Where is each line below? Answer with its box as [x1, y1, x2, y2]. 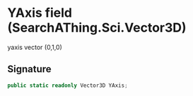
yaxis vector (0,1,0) [7, 43, 62, 51]
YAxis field [7, 5, 73, 21]
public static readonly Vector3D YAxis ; [7, 82, 129, 89]
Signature [7, 63, 52, 75]
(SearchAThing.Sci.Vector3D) [7, 20, 187, 36]
